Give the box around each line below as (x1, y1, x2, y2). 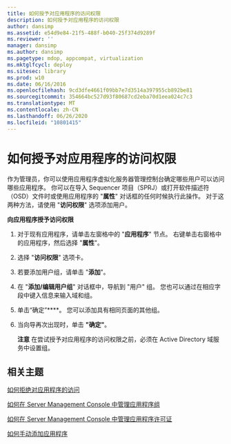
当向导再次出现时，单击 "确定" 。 (17, 321, 111, 329)
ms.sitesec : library (7, 68, 67, 74)
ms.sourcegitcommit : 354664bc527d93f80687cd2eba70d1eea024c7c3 (7, 94, 193, 101)
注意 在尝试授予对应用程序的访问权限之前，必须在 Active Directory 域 (17, 335, 214, 343)
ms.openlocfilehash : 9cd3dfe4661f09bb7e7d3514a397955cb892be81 (7, 87, 193, 94)
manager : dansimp (7, 42, 57, 49)
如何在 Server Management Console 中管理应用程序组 (7, 401, 161, 409)
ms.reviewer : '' (7, 36, 54, 43)
